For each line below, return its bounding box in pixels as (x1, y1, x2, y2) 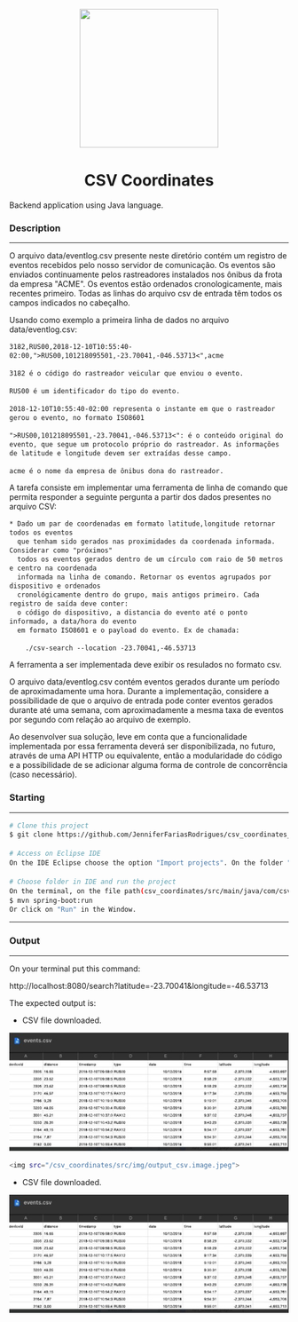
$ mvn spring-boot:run (9, 896, 93, 905)
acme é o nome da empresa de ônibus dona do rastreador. (9, 467, 224, 476)
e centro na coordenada (9, 564, 98, 573)
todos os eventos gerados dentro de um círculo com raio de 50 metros (17, 555, 284, 564)
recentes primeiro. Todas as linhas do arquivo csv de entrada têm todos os (9, 289, 283, 299)
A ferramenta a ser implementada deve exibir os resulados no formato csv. (9, 660, 282, 670)
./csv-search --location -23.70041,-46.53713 (25, 644, 197, 653)
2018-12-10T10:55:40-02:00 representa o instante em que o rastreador (9, 405, 276, 414)
